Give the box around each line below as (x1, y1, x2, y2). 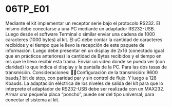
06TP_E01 (5, 3, 50, 15)
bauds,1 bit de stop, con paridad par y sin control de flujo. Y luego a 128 (5, 75, 157, 81)
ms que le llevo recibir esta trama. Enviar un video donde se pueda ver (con (5, 58, 165, 64)
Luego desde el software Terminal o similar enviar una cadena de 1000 (5, 31, 155, 37)
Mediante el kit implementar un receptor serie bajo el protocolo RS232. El (5, 20, 160, 26)
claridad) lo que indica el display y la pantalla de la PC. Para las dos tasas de (5, 64, 167, 70)
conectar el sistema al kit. (5, 96, 60, 103)
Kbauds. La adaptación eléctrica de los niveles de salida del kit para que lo (5, 80, 163, 86)
